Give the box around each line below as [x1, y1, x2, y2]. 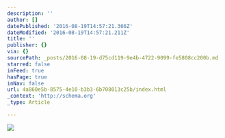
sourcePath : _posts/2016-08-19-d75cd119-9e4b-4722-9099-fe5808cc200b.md [7, 55, 219, 61]
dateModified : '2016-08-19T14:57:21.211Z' [7, 29, 130, 36]
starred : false [7, 61, 51, 68]
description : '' [7, 10, 53, 17]
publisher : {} [7, 42, 48, 49]
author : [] [7, 16, 38, 23]
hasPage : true [7, 73, 48, 81]
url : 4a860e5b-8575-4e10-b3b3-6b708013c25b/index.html [7, 86, 167, 93]
